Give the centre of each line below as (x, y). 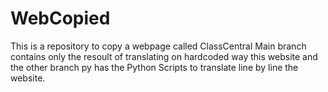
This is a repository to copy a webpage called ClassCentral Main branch (158, 46)
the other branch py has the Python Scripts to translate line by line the (154, 67)
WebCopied (60, 18)
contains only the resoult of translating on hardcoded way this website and (164, 56)
